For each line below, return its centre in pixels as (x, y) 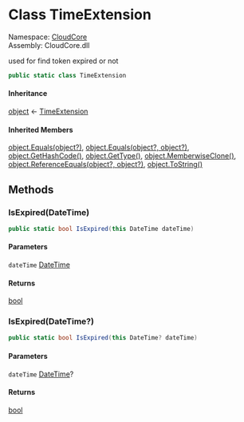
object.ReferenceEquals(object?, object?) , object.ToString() (106, 165)
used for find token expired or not (63, 61)
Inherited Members (41, 129)
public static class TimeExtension (67, 75)
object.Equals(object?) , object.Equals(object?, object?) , (99, 147)
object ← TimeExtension (48, 111)
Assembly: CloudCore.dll (49, 45)
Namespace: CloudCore (48, 37)
